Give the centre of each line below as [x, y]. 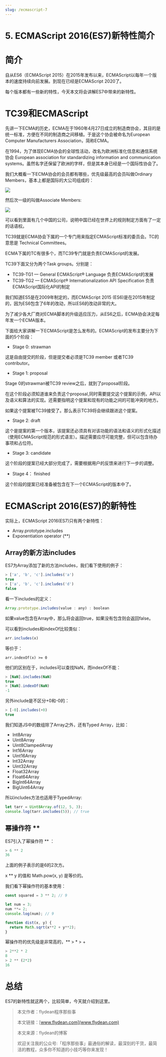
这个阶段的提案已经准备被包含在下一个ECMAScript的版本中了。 [69, 484]
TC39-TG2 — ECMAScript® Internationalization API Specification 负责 [83, 280]
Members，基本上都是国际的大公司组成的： [49, 180]
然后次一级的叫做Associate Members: [43, 200]
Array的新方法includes [41, 553]
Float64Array [26, 777]
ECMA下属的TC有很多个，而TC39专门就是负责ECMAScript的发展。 [73, 253]
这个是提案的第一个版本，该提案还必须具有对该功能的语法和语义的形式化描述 [83, 430]
